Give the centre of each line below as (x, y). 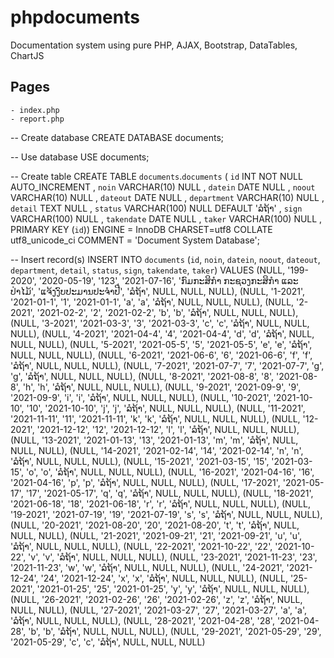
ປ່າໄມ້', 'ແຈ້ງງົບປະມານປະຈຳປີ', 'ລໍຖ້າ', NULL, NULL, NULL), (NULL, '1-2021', (158, 291)
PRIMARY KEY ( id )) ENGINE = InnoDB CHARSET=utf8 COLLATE (141, 229)
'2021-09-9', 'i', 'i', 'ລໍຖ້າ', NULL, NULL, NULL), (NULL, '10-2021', (141, 397)
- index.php (35, 110)
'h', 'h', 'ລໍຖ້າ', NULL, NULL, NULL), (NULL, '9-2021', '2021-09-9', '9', (162, 387)
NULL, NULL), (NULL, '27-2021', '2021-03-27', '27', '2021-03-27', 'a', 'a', (158, 610)
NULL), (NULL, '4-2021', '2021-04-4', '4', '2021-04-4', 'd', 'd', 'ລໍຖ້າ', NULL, (162, 333)
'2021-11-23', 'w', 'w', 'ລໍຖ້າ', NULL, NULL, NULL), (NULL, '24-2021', (147, 567)
